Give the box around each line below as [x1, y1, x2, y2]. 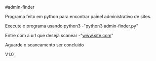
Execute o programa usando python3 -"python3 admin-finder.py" [5, 23, 138, 29]
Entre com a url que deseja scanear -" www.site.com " [5, 33, 114, 38]
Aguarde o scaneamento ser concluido [5, 42, 84, 48]
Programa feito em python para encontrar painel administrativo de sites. [5, 14, 152, 19]
